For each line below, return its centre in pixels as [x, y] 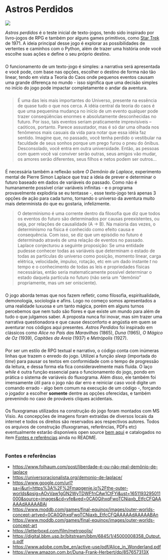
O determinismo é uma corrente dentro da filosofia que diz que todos [89, 213]
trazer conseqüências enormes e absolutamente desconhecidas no [87, 116]
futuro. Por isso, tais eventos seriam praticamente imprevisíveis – [84, 122]
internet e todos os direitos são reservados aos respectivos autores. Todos [82, 422]
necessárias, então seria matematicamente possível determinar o [84, 272]
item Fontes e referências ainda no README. [51, 437]
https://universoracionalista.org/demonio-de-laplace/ [67, 478]
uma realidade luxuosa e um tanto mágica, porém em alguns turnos [74, 306]
